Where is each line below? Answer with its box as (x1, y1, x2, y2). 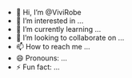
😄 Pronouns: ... (15, 53, 68, 63)
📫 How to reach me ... (15, 42, 90, 51)
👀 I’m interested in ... (15, 16, 84, 25)
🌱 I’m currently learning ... (15, 25, 102, 33)
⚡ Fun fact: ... (15, 62, 60, 72)
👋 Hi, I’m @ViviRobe (15, 8, 82, 17)
